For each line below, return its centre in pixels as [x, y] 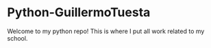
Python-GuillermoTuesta [79, 13]
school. [17, 38]
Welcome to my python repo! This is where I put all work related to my [106, 31]
